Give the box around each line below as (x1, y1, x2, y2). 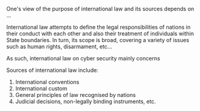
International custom (15, 85, 67, 92)
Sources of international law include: (6, 66, 99, 74)
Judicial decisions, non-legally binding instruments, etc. (15, 98, 156, 105)
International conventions (15, 79, 80, 85)
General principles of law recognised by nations (15, 91, 136, 98)
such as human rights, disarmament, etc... (6, 43, 113, 50)
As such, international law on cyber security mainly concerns (6, 55, 160, 62)
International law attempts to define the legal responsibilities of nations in (6, 24, 191, 30)
